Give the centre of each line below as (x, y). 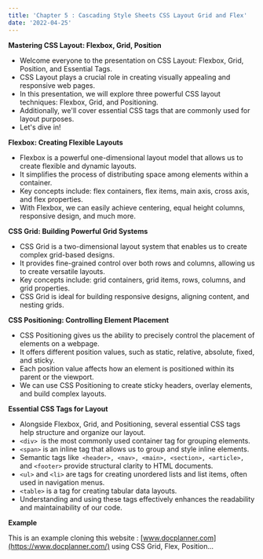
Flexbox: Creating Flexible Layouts (66, 142)
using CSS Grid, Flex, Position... (163, 546)
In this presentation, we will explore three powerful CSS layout (120, 93)
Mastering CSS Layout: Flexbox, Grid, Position (85, 45)
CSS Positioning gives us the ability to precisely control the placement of (137, 335)
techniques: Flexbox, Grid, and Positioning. (89, 102)
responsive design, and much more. (77, 216)
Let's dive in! (40, 127)
